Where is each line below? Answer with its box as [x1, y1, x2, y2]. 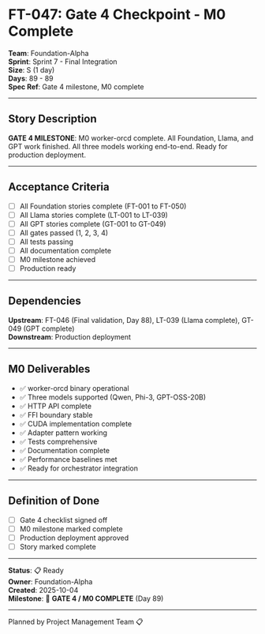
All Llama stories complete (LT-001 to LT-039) [19, 210, 168, 219]
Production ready [19, 264, 77, 273]
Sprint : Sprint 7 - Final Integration [8, 57, 118, 66]
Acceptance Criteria [8, 180, 110, 194]
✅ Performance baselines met [19, 454, 118, 463]
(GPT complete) [23, 324, 75, 333]
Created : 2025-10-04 [8, 585, 79, 595]
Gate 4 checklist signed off [19, 515, 108, 524]
